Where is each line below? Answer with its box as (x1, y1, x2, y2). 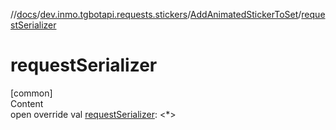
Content (10, 97, 44, 109)
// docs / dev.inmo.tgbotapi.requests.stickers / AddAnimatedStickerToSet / (10, 9, 302, 20)
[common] (10, 87, 53, 99)
